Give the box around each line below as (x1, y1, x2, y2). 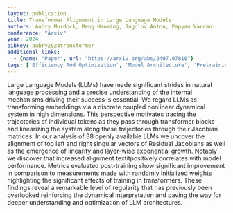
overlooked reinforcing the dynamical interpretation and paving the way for (7, 191, 222, 199)
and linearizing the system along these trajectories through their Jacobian (7, 124, 218, 133)
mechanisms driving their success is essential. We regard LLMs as (7, 95, 198, 104)
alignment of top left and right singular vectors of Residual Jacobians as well (7, 139, 226, 147)
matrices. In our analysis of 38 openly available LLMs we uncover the (7, 132, 205, 140)
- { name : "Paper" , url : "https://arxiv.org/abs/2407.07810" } (13, 55, 194, 62)
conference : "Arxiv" (7, 29, 67, 37)
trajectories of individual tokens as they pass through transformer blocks (7, 117, 215, 125)
